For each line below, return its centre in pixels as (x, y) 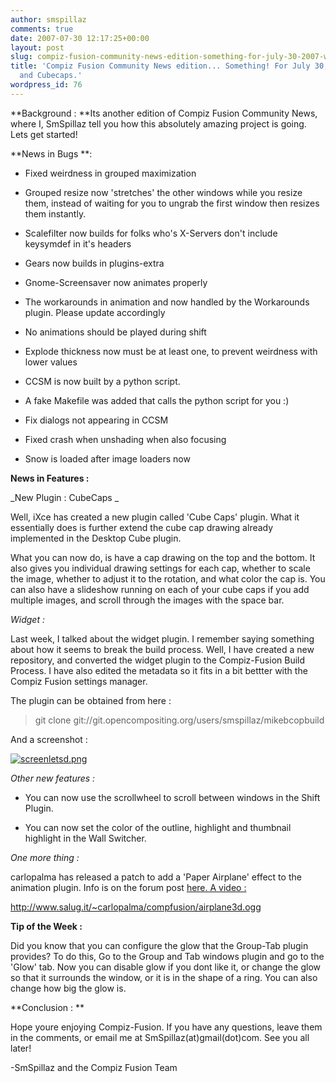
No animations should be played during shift (115, 332)
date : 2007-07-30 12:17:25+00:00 (80, 38)
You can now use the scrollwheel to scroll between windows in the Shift (172, 797)
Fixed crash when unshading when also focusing (125, 439)
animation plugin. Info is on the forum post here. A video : (128, 887)
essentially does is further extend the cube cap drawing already (142, 527)
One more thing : (45, 857)
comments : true (42, 29)
